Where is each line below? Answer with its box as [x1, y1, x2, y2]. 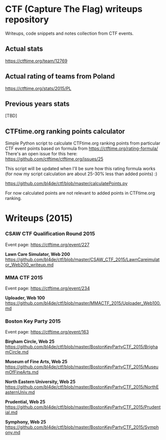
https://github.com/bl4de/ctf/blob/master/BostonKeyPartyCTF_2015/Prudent [5, 404, 161, 410]
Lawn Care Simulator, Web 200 [5, 251, 70, 257]
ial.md [5, 409, 18, 415]
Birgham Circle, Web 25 [5, 339, 55, 344]
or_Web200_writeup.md [5, 261, 54, 268]
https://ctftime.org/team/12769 [5, 58, 68, 64]
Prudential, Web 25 [5, 399, 45, 405]
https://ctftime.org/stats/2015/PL [5, 85, 72, 91]
